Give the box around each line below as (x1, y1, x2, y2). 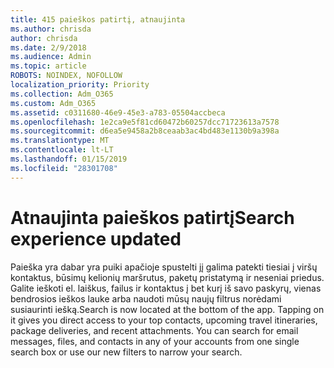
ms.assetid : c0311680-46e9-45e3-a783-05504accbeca (10, 107, 226, 118)
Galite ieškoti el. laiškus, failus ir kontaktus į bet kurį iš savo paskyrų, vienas (10, 282, 322, 294)
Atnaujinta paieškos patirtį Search (10, 206, 295, 229)
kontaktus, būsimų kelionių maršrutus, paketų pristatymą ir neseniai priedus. (10, 271, 325, 283)
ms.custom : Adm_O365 (10, 98, 97, 108)
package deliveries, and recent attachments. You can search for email (10, 324, 299, 336)
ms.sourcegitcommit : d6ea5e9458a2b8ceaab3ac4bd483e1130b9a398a (10, 126, 280, 136)
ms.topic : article (10, 61, 87, 71)
